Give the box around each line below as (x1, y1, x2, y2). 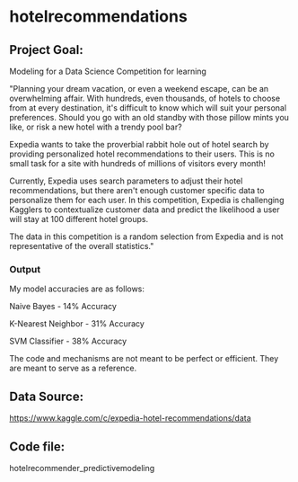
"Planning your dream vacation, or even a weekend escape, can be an (9, 84, 269, 94)
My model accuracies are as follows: (9, 283, 145, 294)
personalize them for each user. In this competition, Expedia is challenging (9, 195, 285, 205)
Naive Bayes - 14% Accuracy (9, 301, 117, 312)
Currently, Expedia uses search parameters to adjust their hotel (9, 175, 243, 186)
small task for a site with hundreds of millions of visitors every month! (9, 158, 267, 168)
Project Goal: (9, 42, 83, 58)
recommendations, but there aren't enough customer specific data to (9, 185, 265, 195)
